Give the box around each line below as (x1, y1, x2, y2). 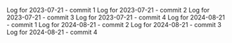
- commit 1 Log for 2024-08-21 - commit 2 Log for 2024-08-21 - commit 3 (6, 21, 222, 28)
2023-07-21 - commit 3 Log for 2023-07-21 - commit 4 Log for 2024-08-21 (6, 13, 226, 21)
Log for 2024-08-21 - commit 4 (6, 28, 98, 36)
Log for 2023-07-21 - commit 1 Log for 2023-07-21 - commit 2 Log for (6, 6, 210, 14)
